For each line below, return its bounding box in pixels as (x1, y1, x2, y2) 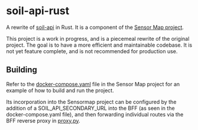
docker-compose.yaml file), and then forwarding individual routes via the (6, 110, 184, 118)
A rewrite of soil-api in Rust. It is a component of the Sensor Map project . (6, 24, 184, 31)
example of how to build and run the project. (6, 87, 114, 94)
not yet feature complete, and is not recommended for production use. (6, 47, 178, 54)
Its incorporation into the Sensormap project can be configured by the (6, 98, 177, 105)
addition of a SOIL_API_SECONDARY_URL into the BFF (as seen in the (6, 105, 176, 112)
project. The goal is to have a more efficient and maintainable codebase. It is (6, 41, 193, 48)
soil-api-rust (6, 4, 70, 18)
